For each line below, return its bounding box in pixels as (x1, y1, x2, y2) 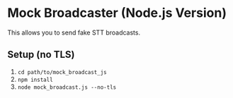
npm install (17, 76, 53, 83)
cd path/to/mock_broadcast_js (17, 68, 108, 75)
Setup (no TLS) (7, 49, 76, 61)
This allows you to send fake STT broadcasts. (7, 28, 140, 37)
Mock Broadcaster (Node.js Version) (7, 5, 227, 21)
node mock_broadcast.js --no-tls (17, 83, 117, 91)
